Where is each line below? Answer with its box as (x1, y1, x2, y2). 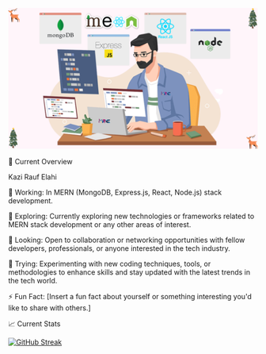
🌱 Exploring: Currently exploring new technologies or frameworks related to (8, 211, 255, 221)
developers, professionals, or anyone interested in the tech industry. (8, 243, 231, 253)
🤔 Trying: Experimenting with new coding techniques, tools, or (8, 259, 211, 268)
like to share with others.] (8, 302, 91, 313)
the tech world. (8, 275, 58, 285)
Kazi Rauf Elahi (8, 171, 57, 182)
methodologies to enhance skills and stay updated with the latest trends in (8, 267, 251, 277)
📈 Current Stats (8, 318, 61, 329)
